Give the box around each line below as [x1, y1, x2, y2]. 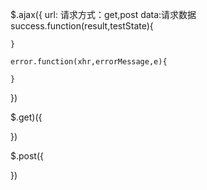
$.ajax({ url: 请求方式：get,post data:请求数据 [10, 9, 197, 20]
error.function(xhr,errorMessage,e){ [10, 57, 168, 67]
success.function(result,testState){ [10, 20, 154, 32]
